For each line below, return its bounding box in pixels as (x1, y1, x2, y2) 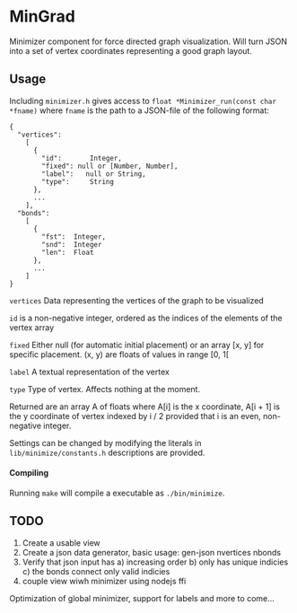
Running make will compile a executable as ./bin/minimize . (9, 487, 225, 498)
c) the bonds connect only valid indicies (22, 565, 170, 576)
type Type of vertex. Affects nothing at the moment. (9, 383, 200, 394)
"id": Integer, (41, 153, 123, 162)
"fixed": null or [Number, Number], (41, 162, 179, 171)
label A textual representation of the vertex (9, 366, 170, 377)
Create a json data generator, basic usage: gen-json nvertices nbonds (22, 547, 281, 557)
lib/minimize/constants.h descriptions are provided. (9, 447, 205, 458)
